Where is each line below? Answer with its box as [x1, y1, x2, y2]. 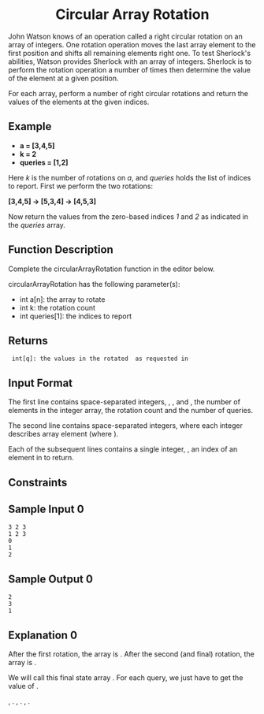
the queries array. [8, 220, 65, 229]
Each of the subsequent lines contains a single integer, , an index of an [8, 444, 238, 454]
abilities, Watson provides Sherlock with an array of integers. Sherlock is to [8, 57, 252, 66]
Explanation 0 [8, 628, 77, 641]
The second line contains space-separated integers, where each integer [8, 421, 243, 430]
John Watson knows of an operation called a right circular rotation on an [8, 32, 243, 41]
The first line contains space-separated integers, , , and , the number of [8, 397, 240, 407]
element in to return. [8, 453, 75, 463]
